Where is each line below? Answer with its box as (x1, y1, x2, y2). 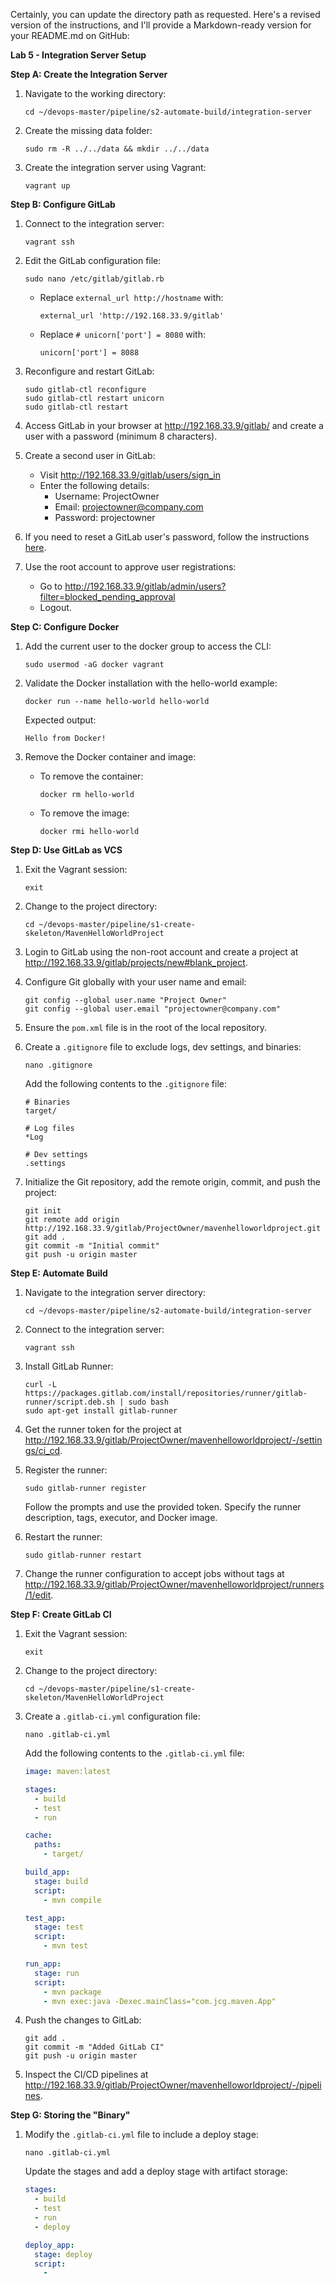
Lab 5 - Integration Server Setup (10, 49, 147, 61)
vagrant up (24, 181, 71, 191)
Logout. (39, 602, 72, 613)
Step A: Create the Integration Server (10, 69, 168, 80)
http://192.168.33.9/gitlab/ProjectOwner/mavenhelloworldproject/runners (24, 1579, 325, 1590)
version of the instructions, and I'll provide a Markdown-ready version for (10, 19, 312, 31)
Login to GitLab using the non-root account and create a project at (24, 946, 299, 958)
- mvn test (43, 1941, 89, 1951)
